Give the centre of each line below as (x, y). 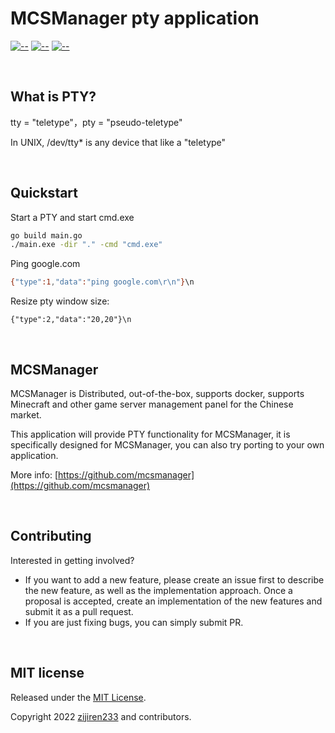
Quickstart (44, 193)
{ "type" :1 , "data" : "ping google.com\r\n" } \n (102, 282)
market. (26, 415)
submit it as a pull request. (79, 611)
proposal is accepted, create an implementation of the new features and (173, 601)
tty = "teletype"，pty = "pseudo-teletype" (96, 122)
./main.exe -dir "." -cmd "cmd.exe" (86, 245)
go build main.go (46, 235)
